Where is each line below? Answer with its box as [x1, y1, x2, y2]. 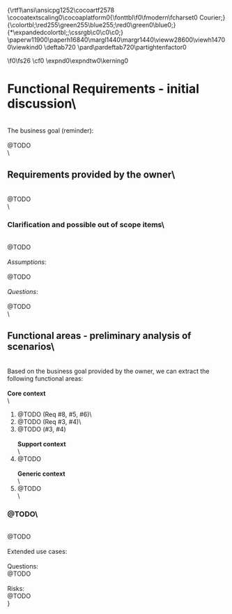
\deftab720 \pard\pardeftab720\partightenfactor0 [44, 43, 187, 51]
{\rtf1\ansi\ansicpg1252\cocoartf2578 [7, 6, 115, 14]
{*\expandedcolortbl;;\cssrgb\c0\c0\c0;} [7, 28, 124, 36]
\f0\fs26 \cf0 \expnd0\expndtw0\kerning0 [7, 57, 129, 65]
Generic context [17, 469, 65, 478]
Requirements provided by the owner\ [7, 169, 176, 181]
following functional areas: [7, 374, 84, 383]
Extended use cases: [7, 548, 68, 556]
